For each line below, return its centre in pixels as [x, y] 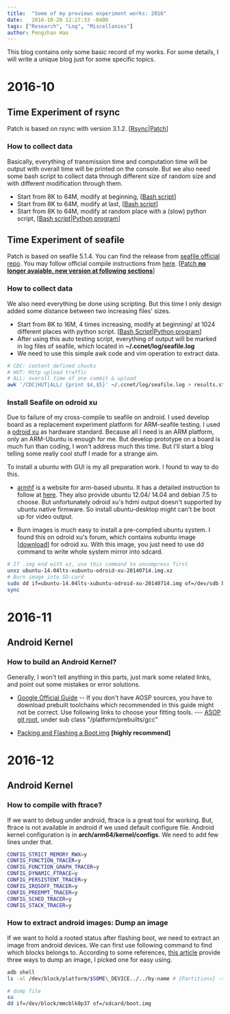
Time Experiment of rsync [64, 112]
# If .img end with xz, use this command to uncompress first [98, 565]
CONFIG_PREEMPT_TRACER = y [42, 892]
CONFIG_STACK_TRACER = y [39, 905]
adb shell [21, 972]
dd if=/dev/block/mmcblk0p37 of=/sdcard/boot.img [79, 1004]
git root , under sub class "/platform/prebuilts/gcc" [88, 719]
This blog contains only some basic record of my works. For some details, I [113, 52]
